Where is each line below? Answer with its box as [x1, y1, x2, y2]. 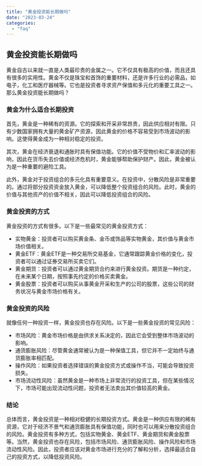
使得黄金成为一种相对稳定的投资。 [22, 135, 106, 143]
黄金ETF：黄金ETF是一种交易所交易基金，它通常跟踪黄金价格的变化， [14, 250, 188, 257]
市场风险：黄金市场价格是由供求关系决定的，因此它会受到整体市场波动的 [14, 331, 194, 339]
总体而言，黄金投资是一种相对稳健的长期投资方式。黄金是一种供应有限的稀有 [6, 415, 196, 423]
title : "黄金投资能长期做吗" [6, 8, 71, 15]
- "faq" [11, 25, 31, 32]
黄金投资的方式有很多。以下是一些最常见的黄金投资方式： [6, 222, 148, 229]
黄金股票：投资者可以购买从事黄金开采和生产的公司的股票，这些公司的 [14, 280, 189, 287]
